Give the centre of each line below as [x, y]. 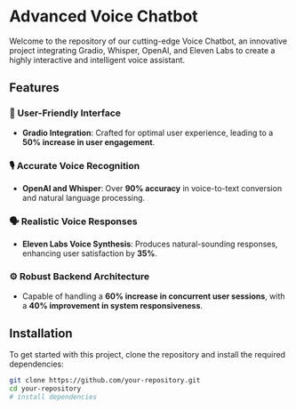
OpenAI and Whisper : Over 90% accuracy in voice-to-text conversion [152, 188]
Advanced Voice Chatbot [104, 16]
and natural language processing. [84, 197]
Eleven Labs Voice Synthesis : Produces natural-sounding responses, [150, 244]
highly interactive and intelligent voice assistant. [97, 60]
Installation [41, 333]
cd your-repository [45, 389]
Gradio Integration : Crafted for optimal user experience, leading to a [148, 133]
